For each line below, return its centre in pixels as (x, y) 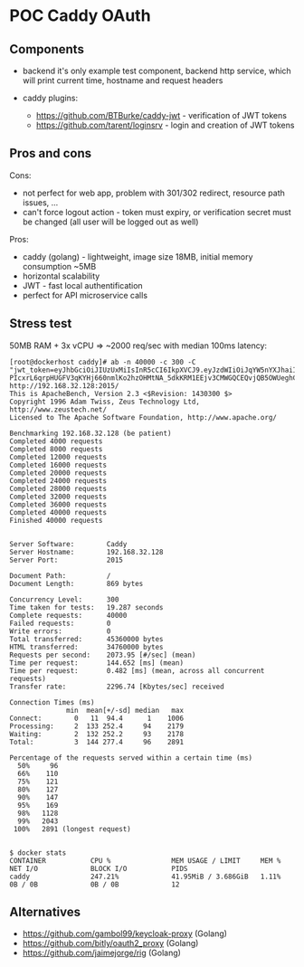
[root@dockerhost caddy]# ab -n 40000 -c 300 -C (103, 362)
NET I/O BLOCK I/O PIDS (99, 868)
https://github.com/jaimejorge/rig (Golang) (101, 953)
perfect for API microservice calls (85, 295)
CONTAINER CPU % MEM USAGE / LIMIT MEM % (145, 860)
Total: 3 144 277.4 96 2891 (96, 742)
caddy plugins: (50, 98)
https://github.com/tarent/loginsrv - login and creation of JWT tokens (165, 125)
